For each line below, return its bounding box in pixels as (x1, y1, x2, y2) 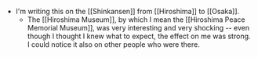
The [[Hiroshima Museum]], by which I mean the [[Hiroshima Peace (27, 15, 245, 24)
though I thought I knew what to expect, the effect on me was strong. (27, 31, 251, 41)
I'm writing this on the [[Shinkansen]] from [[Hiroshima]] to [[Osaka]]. (15, 7, 240, 16)
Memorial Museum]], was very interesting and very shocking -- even (27, 23, 249, 32)
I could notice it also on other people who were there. (27, 40, 200, 49)
